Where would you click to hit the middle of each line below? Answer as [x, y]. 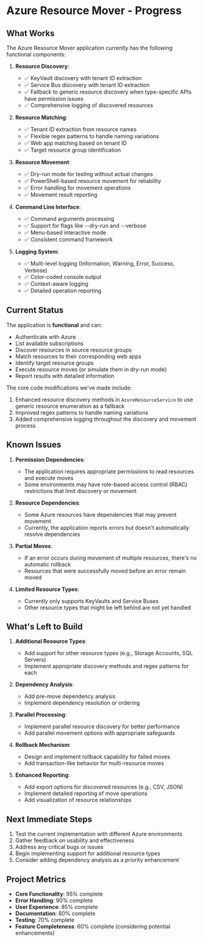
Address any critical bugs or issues [59, 847]
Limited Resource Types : [47, 589]
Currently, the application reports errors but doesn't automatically [107, 527]
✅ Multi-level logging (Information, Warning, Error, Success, [99, 263]
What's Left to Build [45, 627]
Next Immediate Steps [49, 819]
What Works [30, 33]
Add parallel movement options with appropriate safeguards [100, 733]
